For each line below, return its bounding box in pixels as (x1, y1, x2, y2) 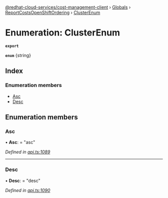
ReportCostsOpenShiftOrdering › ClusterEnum (5, 9, 100, 15)
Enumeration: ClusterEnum (5, 27, 120, 38)
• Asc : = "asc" (5, 139, 35, 145)
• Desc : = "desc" (5, 177, 41, 183)
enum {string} (5, 52, 31, 58)
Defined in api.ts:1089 (5, 149, 50, 155)
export (5, 43, 19, 48)
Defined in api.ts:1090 (5, 187, 50, 193)
